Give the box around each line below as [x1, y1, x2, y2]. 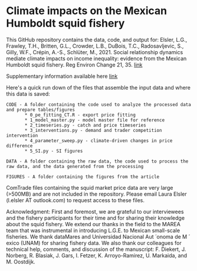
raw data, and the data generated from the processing [6, 163, 144, 169]
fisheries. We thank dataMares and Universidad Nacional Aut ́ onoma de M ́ [6, 233, 189, 240]
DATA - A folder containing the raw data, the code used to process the [6, 158, 189, 164]
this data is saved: [6, 90, 50, 97]
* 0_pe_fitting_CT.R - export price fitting [24, 112, 136, 118]
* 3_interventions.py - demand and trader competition [24, 127, 162, 133]
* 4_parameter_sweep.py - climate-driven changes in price [24, 137, 173, 144]
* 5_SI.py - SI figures [24, 148, 83, 154]
